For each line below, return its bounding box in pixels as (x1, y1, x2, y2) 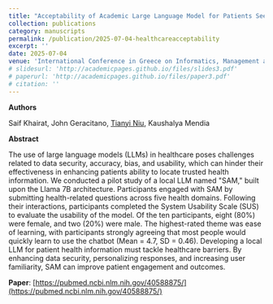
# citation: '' (8, 80, 60, 88)
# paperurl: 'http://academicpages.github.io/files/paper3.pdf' (8, 72, 231, 80)
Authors (8, 102, 37, 112)
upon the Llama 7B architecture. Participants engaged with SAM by (8, 184, 233, 193)
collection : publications (8, 20, 96, 28)
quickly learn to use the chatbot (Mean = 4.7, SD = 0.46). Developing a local (8, 236, 262, 245)
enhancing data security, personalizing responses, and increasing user (8, 253, 246, 263)
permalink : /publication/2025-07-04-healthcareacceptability (8, 34, 220, 43)
